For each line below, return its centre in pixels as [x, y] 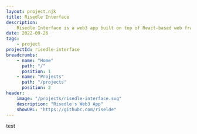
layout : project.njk [31, 11]
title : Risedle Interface [38, 17]
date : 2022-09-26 [27, 33]
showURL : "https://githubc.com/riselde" [67, 109]
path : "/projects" [44, 83]
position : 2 [36, 88]
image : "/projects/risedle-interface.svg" [69, 98]
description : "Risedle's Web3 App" [60, 104]
